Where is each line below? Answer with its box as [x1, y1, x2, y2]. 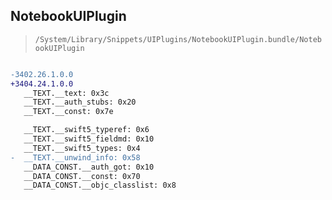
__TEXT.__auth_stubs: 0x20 [23, 97, 137, 108]
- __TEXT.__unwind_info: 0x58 [10, 152, 141, 163]
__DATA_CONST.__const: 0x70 [23, 171, 141, 181]
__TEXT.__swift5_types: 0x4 [23, 143, 141, 153]
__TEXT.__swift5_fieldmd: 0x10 [23, 134, 155, 144]
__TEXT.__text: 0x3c [23, 88, 110, 98]
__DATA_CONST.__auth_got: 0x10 [23, 162, 155, 172]
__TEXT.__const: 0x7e [23, 107, 114, 117]
